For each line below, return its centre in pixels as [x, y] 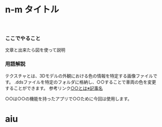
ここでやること [23, 38]
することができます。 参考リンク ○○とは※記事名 [54, 88]
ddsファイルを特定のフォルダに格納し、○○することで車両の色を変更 [86, 82]
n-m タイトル [32, 10]
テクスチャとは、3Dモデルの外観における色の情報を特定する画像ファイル [79, 76]
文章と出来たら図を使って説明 [35, 50]
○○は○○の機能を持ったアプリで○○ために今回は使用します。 [68, 98]
